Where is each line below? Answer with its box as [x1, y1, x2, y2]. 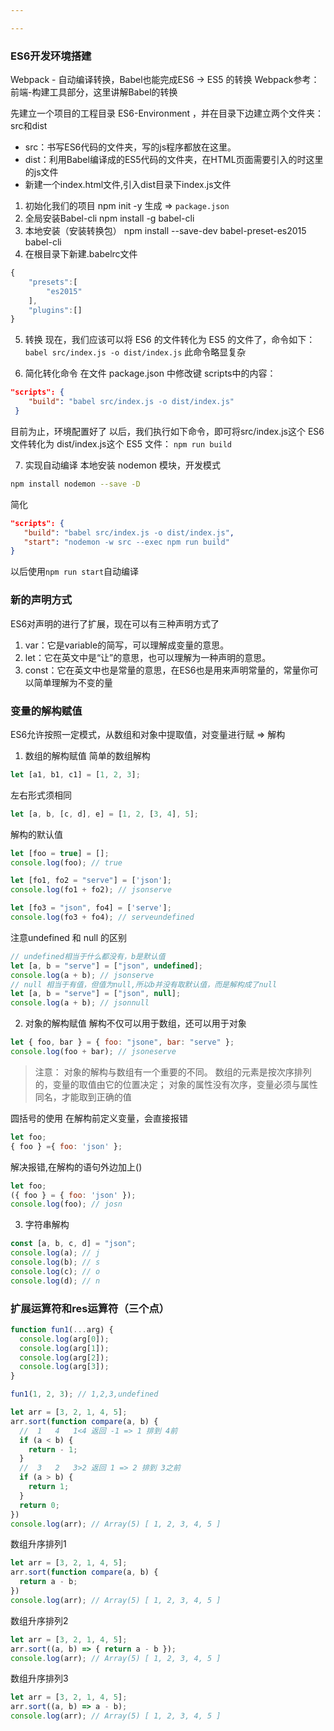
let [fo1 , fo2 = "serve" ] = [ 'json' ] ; [10, 876, 172, 886]
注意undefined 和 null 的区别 [10, 931, 128, 943]
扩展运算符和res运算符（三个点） [10, 1301, 170, 1315]
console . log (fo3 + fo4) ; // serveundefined [10, 912, 195, 923]
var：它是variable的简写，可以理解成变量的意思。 [24, 639, 230, 651]
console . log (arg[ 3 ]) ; [19, 1362, 110, 1372]
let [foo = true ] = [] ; [10, 848, 110, 858]
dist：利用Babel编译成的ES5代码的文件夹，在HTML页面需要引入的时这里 [24, 154, 324, 166]
